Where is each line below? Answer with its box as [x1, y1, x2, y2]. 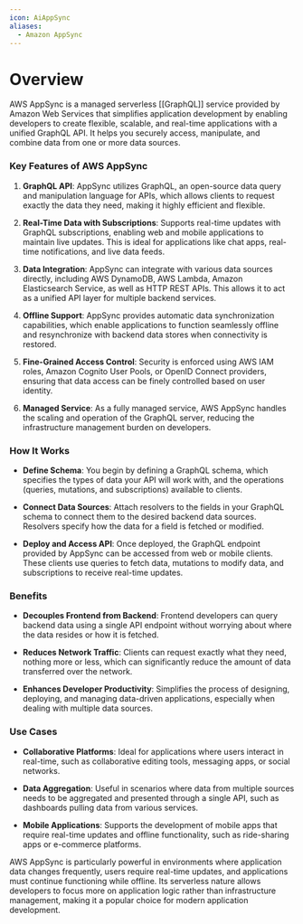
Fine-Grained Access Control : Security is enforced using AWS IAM [22, 356, 274, 367]
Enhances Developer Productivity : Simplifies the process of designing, [22, 684, 290, 694]
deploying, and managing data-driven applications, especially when [22, 693, 276, 704]
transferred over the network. [22, 666, 133, 677]
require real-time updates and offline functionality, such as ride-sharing [22, 829, 289, 840]
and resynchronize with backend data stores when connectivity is [22, 329, 269, 340]
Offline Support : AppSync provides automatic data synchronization [22, 309, 275, 321]
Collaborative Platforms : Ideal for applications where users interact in [22, 746, 285, 757]
